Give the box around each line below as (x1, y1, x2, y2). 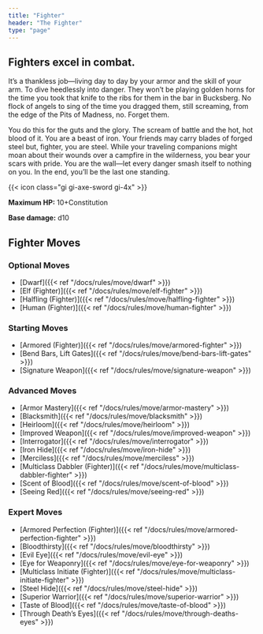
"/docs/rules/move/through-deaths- (121, 609, 239, 618)
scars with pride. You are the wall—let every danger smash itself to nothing (8, 159, 252, 168)
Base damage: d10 (8, 213, 69, 223)
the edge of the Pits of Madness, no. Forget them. (8, 110, 170, 119)
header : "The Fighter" (8, 19, 83, 27)
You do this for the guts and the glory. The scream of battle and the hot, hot (8, 126, 254, 135)
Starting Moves (8, 322, 69, 333)
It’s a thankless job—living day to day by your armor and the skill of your (8, 77, 242, 86)
